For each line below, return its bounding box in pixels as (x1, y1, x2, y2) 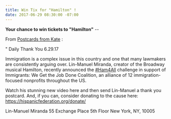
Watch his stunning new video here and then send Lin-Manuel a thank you (5, 87, 162, 93)
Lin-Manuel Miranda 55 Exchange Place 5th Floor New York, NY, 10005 (5, 108, 155, 114)
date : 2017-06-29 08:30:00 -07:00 (5, 12, 79, 17)
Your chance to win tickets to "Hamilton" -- (5, 26, 100, 32)
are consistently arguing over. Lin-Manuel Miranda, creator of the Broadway (5, 61, 165, 67)
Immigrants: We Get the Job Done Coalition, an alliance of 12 (5, 72, 133, 78)
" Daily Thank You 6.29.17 (5, 46, 59, 52)
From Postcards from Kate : (5, 36, 63, 42)
